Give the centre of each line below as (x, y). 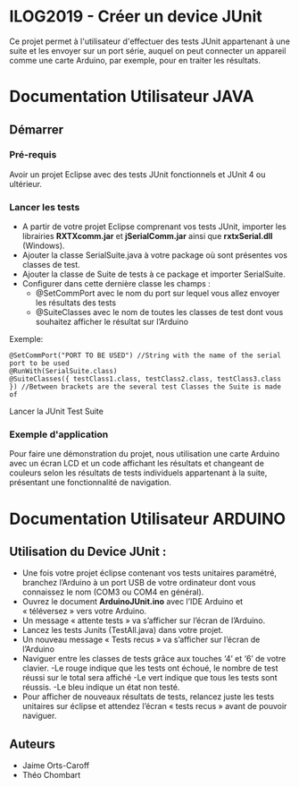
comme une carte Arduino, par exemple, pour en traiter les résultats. (135, 60)
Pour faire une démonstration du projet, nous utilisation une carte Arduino (145, 454)
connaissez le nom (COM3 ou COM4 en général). (113, 592)
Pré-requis (33, 155)
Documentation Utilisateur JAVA (132, 97)
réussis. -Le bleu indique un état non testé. (101, 688)
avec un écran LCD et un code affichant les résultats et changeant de (137, 464)
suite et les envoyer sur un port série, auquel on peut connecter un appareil (148, 50)
